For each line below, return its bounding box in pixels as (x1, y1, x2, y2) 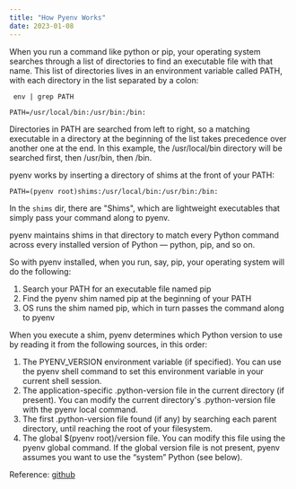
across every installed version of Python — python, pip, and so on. (9, 239, 256, 249)
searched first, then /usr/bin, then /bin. (9, 152, 152, 162)
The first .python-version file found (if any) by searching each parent (22, 414, 277, 424)
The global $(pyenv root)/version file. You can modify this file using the (22, 432, 285, 443)
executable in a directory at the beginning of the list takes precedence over (9, 133, 287, 144)
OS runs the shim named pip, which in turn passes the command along (22, 302, 284, 313)
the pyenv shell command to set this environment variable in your (22, 365, 265, 377)
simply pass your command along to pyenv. (9, 212, 170, 223)
